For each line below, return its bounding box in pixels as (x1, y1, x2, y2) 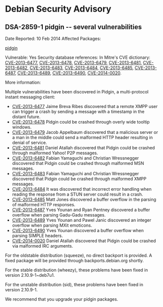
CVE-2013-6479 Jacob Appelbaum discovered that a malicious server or (12, 129, 158, 135)
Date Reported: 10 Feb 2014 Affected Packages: (5, 36, 101, 41)
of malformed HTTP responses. (12, 202, 75, 207)
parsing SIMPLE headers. (12, 233, 63, 238)
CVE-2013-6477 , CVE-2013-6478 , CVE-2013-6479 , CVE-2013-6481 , (5, 60, 142, 65)
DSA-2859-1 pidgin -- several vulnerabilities (5, 23, 142, 31)
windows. (12, 124, 32, 130)
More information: (5, 79, 41, 85)
